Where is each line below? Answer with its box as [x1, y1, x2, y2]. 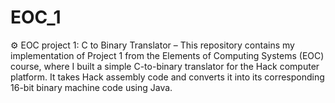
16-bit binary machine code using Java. [10, 81, 173, 93]
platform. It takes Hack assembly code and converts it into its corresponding [10, 71, 325, 83]
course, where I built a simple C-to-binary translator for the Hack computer [10, 60, 320, 72]
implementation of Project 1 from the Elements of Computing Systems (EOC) [10, 49, 325, 61]
